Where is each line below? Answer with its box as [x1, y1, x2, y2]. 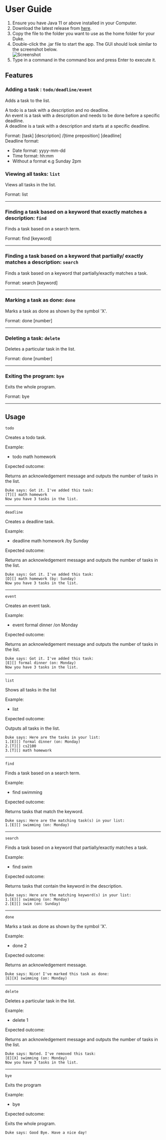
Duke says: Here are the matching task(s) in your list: [5, 818, 125, 823]
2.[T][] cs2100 [5, 744, 37, 749]
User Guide [5, 3, 52, 15]
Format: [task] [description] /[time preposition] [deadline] [5, 133, 122, 139]
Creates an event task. [5, 603, 51, 609]
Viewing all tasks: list [5, 170, 60, 177]
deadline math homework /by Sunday [12, 538, 89, 544]
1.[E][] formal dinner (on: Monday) [5, 739, 81, 745]
